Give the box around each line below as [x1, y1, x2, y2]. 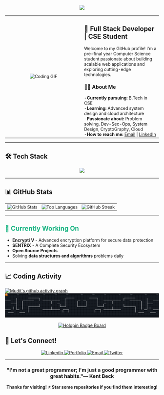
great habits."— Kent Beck [50, 372, 114, 379]
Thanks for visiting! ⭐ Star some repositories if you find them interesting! [6, 384, 158, 390]
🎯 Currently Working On [5, 224, 79, 233]
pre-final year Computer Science [84, 51, 151, 56]
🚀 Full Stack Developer [84, 25, 155, 33]
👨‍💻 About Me [84, 83, 116, 90]
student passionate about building [84, 56, 153, 62]
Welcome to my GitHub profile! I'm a [84, 45, 157, 51]
